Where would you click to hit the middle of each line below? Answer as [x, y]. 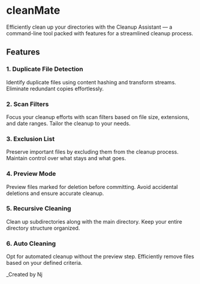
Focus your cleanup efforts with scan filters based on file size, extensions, [98, 117]
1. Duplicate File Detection [45, 69]
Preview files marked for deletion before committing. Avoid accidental [92, 187]
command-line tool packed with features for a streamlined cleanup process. [100, 33]
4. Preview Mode [31, 174]
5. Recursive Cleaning [39, 209]
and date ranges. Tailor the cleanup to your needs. [68, 123]
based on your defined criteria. [44, 263]
